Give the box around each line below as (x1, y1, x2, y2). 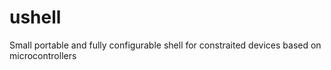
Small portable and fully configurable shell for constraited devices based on (9, 39, 322, 51)
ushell (9, 6, 62, 29)
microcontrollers (9, 49, 77, 61)
